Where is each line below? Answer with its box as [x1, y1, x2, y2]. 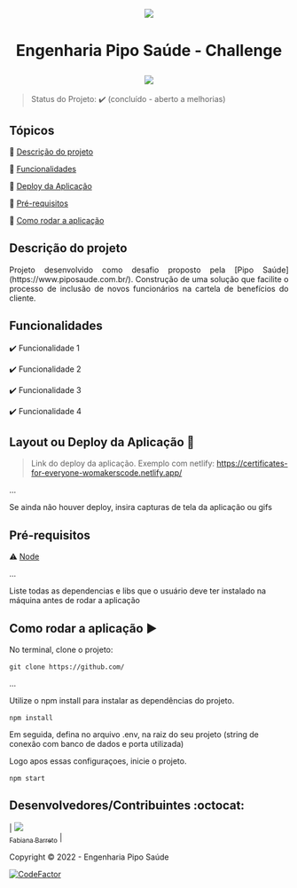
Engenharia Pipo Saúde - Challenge [16, 41, 282, 61]
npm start [9, 774, 46, 783]
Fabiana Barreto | [9, 832, 63, 845]
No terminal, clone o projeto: [9, 644, 113, 656]
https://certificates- [216, 458, 288, 469]
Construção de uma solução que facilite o [135, 273, 289, 284]
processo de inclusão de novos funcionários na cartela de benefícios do [9, 283, 289, 294]
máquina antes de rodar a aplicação [9, 595, 140, 606]
